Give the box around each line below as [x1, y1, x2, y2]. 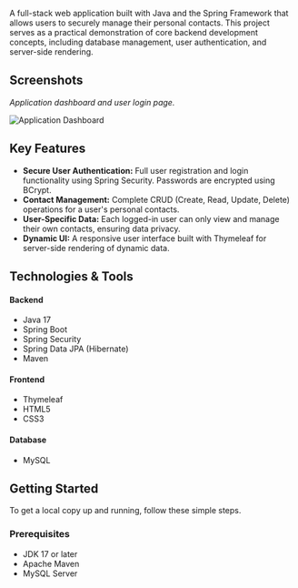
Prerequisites [9, 528, 70, 541]
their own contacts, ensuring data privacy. [22, 223, 181, 234]
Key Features [9, 141, 86, 157]
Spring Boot [22, 324, 68, 335]
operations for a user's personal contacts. [22, 204, 180, 215]
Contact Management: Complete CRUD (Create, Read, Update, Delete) [22, 194, 291, 205]
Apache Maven [22, 558, 80, 569]
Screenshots [9, 73, 84, 88]
